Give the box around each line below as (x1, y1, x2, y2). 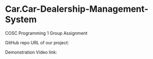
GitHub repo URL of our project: (5, 39, 69, 45)
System (5, 14, 37, 25)
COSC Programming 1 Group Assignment (5, 30, 88, 36)
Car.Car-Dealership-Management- (5, 3, 149, 15)
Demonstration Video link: (5, 49, 57, 55)
